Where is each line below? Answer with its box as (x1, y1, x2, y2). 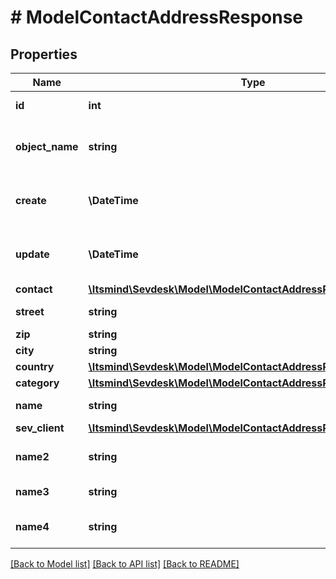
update (15, 247, 50, 261)
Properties (10, 46, 78, 63)
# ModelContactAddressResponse (10, 6, 304, 29)
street (15, 305, 45, 318)
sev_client (15, 421, 65, 435)
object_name (15, 140, 79, 153)
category (15, 376, 60, 390)
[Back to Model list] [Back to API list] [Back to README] (10, 558, 240, 570)
